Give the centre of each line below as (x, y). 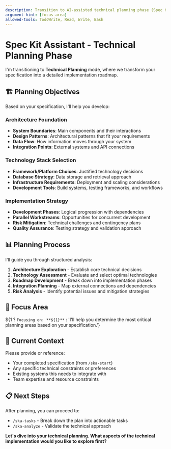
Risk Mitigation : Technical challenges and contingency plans (77, 223)
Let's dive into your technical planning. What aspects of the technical (80, 436)
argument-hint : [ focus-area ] (36, 15)
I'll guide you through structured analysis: (49, 259)
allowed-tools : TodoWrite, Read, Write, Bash (54, 19)
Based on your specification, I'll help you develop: (58, 107)
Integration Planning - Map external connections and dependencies (84, 285)
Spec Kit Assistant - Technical (70, 45)
